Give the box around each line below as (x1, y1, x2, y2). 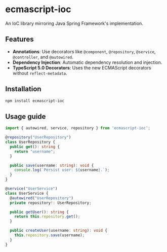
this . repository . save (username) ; (14, 233, 85, 238)
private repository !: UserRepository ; (10, 200, 92, 205)
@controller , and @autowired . (12, 54, 73, 60)
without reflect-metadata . (12, 70, 67, 76)
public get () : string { (10, 144, 60, 149)
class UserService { (5, 191, 49, 196)
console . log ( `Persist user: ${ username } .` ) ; (14, 167, 110, 173)
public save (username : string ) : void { (10, 163, 94, 168)
